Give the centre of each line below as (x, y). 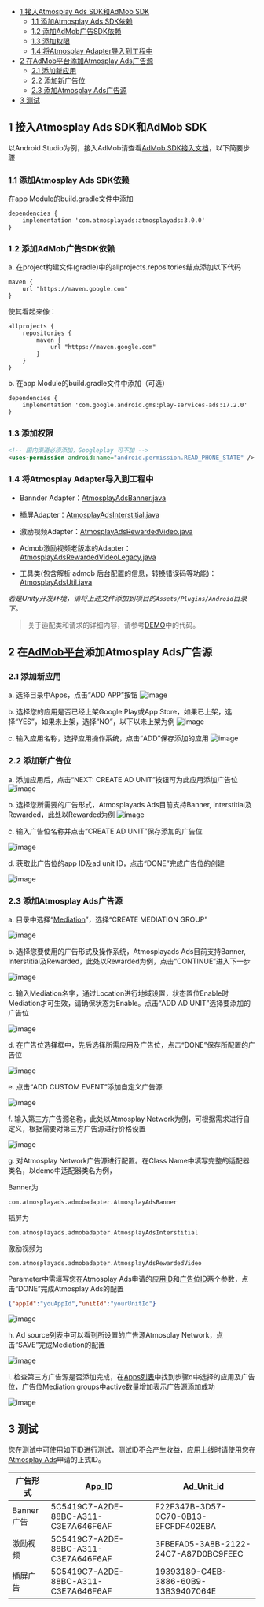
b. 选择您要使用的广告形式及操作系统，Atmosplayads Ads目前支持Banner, (127, 952)
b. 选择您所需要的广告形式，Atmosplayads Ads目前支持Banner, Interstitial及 (130, 804)
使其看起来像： (32, 312)
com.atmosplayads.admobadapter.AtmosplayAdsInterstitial (103, 1233)
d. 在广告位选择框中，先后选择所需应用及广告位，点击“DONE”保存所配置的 (128, 1045)
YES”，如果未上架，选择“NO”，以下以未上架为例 (97, 722)
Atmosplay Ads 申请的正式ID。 (57, 1459)
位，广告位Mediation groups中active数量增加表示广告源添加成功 (112, 1386)
